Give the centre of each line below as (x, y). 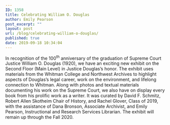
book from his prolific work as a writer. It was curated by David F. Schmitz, (83, 96)
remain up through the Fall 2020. (39, 117)
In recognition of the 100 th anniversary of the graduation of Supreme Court (83, 58)
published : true (22, 38)
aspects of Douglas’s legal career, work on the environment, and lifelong (81, 79)
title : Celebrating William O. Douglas (47, 15)
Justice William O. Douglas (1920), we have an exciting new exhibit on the (82, 63)
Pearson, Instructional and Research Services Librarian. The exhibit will (80, 112)
